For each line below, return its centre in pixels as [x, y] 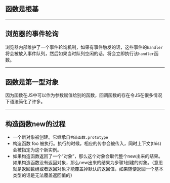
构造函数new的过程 [35, 124]
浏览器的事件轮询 [32, 34]
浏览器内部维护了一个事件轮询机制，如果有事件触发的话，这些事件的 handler [84, 47]
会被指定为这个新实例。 [37, 150]
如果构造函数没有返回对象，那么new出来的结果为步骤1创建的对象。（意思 [88, 163]
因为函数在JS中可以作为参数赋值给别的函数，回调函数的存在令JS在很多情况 [84, 95]
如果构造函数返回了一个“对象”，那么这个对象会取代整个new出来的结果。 [88, 156]
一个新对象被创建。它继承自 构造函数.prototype [60, 137]
